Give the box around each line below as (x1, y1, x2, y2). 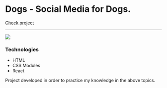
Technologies (5, 46, 39, 53)
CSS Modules (12, 63, 41, 69)
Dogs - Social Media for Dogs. (5, 3, 131, 15)
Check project (5, 20, 34, 26)
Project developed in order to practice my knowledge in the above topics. (5, 78, 156, 84)
